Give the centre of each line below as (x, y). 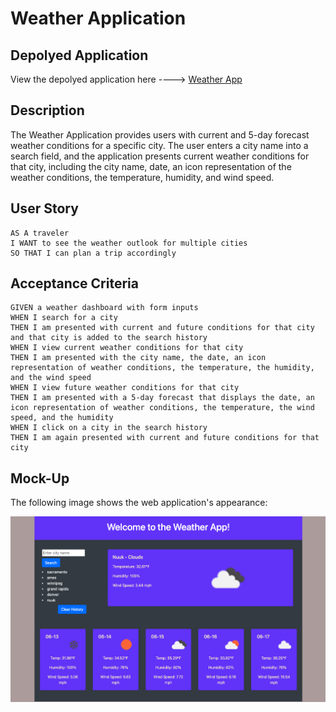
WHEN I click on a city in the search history (109, 428)
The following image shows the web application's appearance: (139, 503)
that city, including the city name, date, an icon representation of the (151, 166)
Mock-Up (40, 478)
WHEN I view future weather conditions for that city (125, 388)
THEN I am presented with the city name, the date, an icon (138, 358)
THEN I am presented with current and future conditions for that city (162, 328)
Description (47, 110)
